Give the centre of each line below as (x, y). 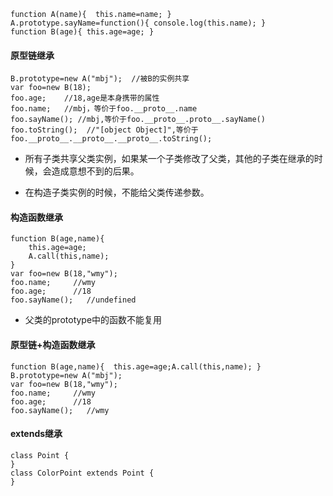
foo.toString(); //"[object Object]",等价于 (104, 130)
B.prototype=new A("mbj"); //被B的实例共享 (100, 79)
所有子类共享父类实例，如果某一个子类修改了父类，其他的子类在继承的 (169, 159)
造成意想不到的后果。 (95, 171)
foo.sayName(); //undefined (73, 300)
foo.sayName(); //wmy (60, 410)
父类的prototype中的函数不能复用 (93, 320)
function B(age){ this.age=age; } (82, 32)
